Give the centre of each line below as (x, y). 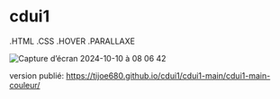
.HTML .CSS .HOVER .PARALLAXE (72, 41)
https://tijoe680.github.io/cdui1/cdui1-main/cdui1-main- (168, 75)
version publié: (37, 75)
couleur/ (25, 85)
